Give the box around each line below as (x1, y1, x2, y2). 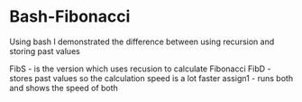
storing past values (9, 45, 81, 56)
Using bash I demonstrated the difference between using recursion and (9, 36, 275, 47)
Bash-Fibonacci (9, 6, 131, 27)
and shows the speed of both (9, 82, 119, 93)
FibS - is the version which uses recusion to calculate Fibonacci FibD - (9, 63, 271, 74)
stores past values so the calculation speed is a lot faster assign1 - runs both (9, 72, 294, 83)
